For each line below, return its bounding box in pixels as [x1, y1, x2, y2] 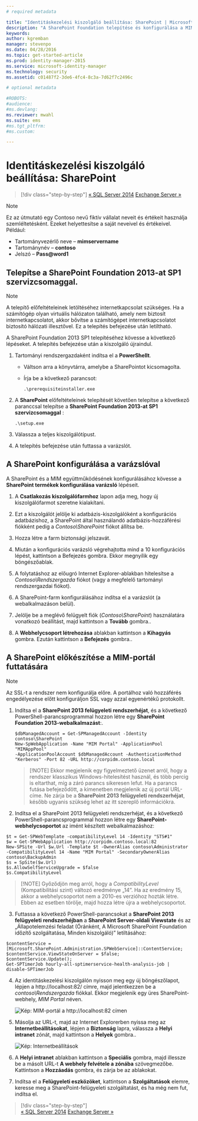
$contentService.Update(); [6, 956, 72, 962]
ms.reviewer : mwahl [6, 112, 54, 118]
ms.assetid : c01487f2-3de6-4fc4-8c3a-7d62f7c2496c [6, 74, 133, 80]
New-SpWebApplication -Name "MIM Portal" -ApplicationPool [14, 741, 163, 747]
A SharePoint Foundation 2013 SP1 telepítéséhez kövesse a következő [6, 334, 176, 341]
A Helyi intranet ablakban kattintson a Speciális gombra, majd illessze [14, 1054, 186, 1061]
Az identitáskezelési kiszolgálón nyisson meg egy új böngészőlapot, [14, 976, 180, 983]
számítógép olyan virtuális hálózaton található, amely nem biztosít [6, 311, 166, 317]
